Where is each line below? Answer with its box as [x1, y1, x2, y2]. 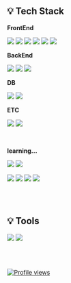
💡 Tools [7, 215, 40, 227]
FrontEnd [7, 23, 34, 32]
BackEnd [7, 51, 33, 59]
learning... [7, 147, 38, 155]
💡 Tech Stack [7, 5, 65, 17]
